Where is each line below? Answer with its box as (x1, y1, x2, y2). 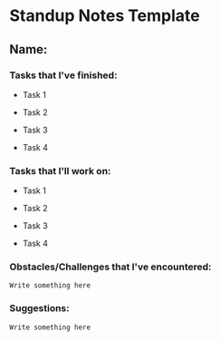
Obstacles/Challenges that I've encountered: (9, 260, 212, 273)
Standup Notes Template (9, 5, 201, 26)
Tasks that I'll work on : (9, 164, 111, 177)
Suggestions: (9, 302, 70, 315)
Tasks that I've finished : (9, 69, 118, 82)
